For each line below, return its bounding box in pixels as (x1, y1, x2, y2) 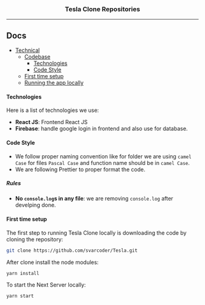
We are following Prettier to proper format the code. (15, 166, 145, 173)
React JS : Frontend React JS (15, 119, 88, 126)
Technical (15, 46, 40, 54)
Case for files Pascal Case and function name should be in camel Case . (15, 159, 190, 166)
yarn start (6, 293, 34, 299)
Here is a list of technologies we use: (6, 106, 99, 114)
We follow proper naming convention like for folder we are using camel (15, 152, 192, 160)
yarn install (6, 270, 40, 276)
